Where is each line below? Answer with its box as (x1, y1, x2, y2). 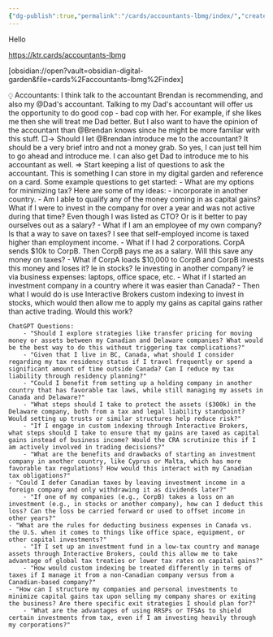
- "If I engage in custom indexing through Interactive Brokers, (23, 422, 249, 430)
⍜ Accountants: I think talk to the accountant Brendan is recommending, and (8, 90, 263, 100)
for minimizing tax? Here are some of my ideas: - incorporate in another (8, 185, 249, 195)
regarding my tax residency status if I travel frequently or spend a (8, 357, 253, 366)
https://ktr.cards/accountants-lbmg (8, 50, 126, 59)
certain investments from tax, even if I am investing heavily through (8, 613, 256, 622)
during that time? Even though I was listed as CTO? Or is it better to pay (8, 211, 248, 221)
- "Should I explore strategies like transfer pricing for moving (23, 329, 253, 337)
